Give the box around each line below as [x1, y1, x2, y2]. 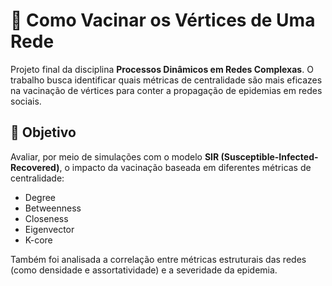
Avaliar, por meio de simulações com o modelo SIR [10, 150, 220, 163]
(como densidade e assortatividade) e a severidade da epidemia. [10, 264, 278, 276]
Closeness [24, 212, 69, 224]
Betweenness [24, 202, 82, 214]
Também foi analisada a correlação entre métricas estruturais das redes [10, 253, 307, 265]
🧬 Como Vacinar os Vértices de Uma [10, 9, 316, 32]
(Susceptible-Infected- [220, 150, 319, 163]
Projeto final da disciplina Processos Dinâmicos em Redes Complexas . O [10, 63, 314, 75]
